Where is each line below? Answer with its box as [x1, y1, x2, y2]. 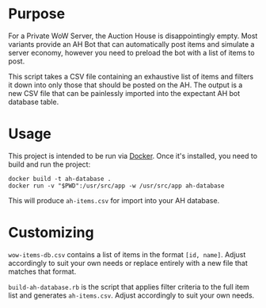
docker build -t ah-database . [8, 175, 112, 183]
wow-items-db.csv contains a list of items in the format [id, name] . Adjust [8, 249, 246, 259]
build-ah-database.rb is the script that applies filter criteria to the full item [8, 282, 249, 291]
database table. [8, 97, 59, 106]
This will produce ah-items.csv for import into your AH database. [8, 195, 220, 205]
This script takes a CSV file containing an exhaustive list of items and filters [8, 71, 254, 81]
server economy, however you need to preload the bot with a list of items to [8, 48, 255, 57]
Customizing [8, 224, 94, 242]
